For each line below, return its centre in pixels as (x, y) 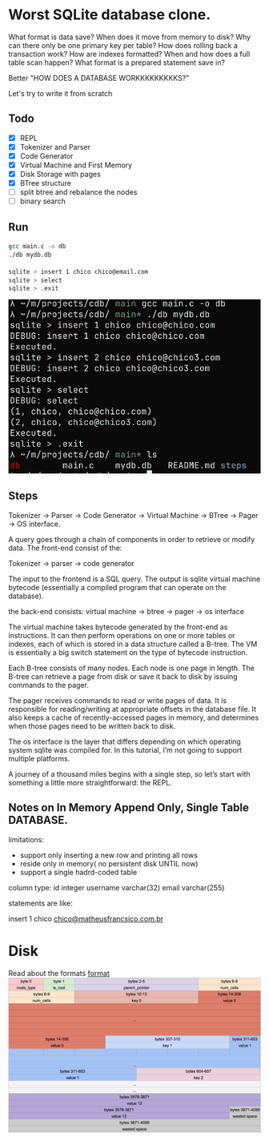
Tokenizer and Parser (55, 147)
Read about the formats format (59, 973)
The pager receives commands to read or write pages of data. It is (117, 700)
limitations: (26, 839)
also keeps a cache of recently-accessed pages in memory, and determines (134, 717)
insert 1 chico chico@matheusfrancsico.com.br (86, 918)
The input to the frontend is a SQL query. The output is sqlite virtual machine (134, 579)
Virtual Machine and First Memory (76, 165)
